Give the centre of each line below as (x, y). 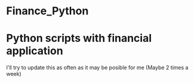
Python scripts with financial (79, 39)
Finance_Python (47, 11)
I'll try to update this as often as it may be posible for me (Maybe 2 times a (97, 67)
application (35, 51)
